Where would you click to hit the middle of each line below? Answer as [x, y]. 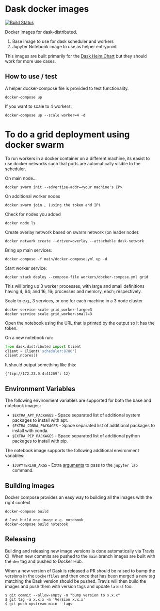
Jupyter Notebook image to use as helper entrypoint [64, 46]
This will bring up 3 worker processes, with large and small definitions [75, 286]
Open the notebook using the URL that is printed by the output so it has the [80, 323]
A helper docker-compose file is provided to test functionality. [67, 88]
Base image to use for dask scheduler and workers [63, 41]
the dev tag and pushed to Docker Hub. [44, 561]
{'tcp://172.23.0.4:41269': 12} [38, 374]
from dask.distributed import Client [43, 346]
